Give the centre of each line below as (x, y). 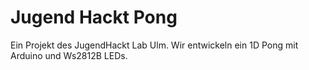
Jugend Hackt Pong (94, 17)
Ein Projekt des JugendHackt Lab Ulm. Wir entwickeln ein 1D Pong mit (154, 45)
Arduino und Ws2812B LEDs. (69, 55)
